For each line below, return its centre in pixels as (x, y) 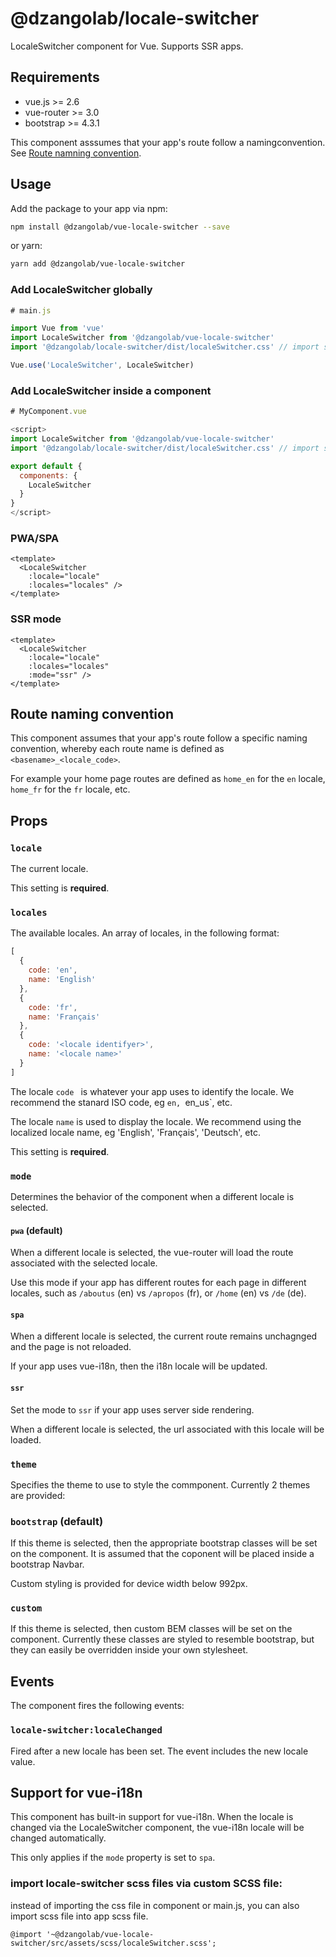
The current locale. (49, 869)
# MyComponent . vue (48, 412)
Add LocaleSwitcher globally (81, 290)
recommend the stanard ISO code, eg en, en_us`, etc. (121, 1102)
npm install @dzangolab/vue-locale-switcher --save (120, 227)
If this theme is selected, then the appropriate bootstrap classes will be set (164, 1543)
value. (23, 1761)
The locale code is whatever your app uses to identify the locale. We (152, 1091)
